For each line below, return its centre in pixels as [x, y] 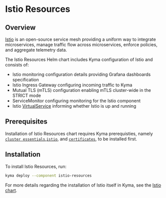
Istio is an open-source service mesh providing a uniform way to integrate [81, 39]
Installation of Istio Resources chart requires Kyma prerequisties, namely [79, 133]
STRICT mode [27, 96]
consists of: [17, 65]
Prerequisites [26, 122]
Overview [21, 28]
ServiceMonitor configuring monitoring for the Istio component [76, 101]
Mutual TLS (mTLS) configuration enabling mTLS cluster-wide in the [82, 90]
